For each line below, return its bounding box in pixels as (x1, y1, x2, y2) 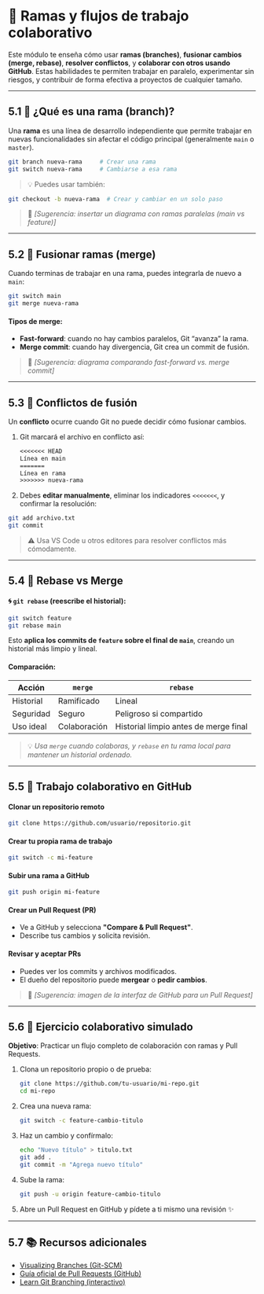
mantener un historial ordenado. (27, 750, 133, 759)
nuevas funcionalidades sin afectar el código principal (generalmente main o (8, 134, 255, 144)
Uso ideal (12, 721, 47, 732)
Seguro (57, 708, 85, 719)
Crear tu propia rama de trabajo (8, 836, 112, 846)
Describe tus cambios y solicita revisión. (19, 931, 151, 940)
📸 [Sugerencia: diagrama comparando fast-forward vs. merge (27, 358, 230, 367)
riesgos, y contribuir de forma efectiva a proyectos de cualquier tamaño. (8, 75, 243, 84)
